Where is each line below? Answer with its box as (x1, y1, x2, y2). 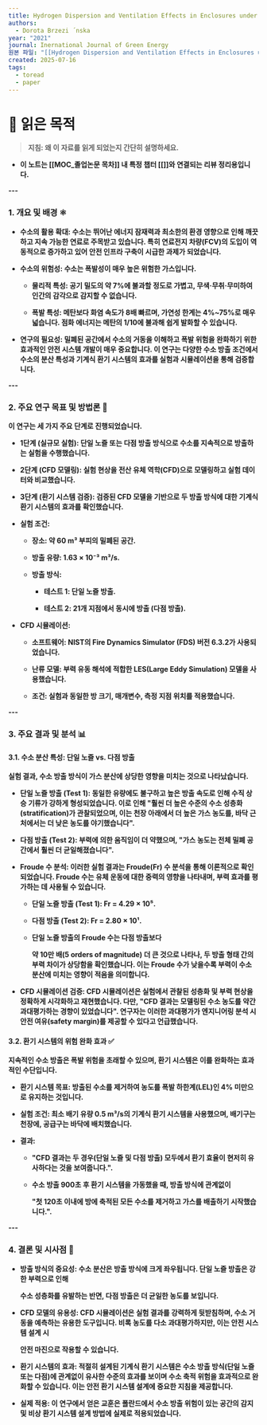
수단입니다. (22, 1066, 58, 1075)
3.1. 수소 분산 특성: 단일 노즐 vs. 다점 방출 (8, 752, 135, 762)
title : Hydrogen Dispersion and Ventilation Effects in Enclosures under (8, 11, 258, 20)
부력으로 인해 (27, 1274, 69, 1283)
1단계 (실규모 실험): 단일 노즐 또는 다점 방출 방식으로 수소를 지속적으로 (19, 438, 233, 448)
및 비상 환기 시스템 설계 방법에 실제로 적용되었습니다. (19, 1408, 181, 1418)
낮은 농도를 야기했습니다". (55, 818, 135, 828)
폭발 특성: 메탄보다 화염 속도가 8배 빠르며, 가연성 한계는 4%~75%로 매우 (31, 308, 256, 317)
